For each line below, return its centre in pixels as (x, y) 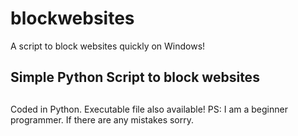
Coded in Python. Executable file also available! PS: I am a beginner (149, 109)
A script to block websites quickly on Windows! (108, 46)
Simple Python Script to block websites (135, 77)
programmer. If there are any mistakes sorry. (102, 119)
